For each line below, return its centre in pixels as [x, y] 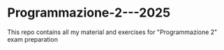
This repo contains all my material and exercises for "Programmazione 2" [112, 32]
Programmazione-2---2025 [89, 13]
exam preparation [32, 39]
